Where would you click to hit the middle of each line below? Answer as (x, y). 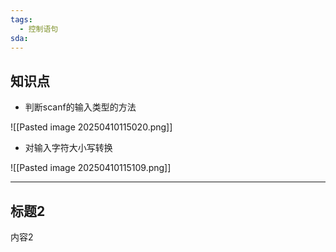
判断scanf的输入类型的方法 (80, 107)
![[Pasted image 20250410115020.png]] (91, 127)
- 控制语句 (39, 29)
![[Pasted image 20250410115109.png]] (91, 168)
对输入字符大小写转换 (68, 148)
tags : (21, 19)
